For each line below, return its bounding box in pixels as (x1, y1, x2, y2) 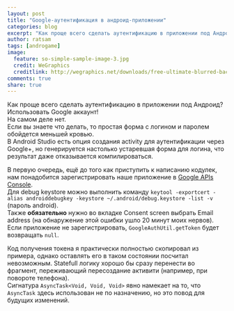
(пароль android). (7, 201, 59, 209)
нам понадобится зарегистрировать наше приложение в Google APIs (7, 173, 214, 182)
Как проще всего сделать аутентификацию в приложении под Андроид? (7, 100, 224, 109)
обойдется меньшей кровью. (7, 130, 94, 138)
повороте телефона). (7, 274, 70, 282)
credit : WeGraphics (13, 62, 70, 69)
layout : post (7, 10, 45, 17)
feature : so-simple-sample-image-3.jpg (13, 56, 130, 63)
